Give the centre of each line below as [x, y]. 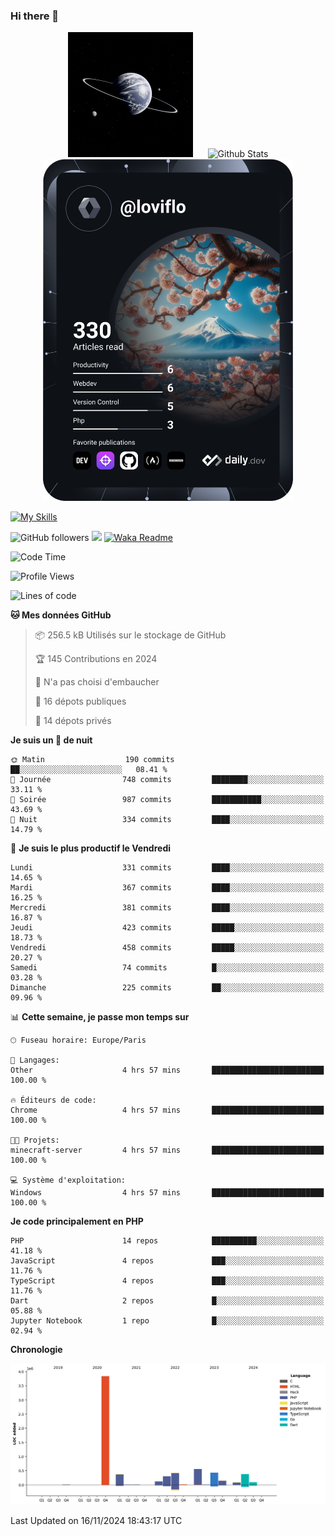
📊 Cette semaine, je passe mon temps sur [100, 1017]
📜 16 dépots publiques [80, 701]
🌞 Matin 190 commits [92, 760]
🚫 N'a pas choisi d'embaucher [97, 682]
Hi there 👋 [35, 16]
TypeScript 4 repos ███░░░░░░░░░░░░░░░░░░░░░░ [167, 1281]
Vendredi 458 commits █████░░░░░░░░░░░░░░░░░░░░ [167, 948]
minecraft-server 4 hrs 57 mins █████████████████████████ [167, 1150]
